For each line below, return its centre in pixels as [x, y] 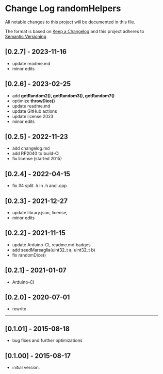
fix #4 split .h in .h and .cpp [39, 186]
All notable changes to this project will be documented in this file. [70, 22]
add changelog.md [31, 148]
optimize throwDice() [33, 101]
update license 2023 [33, 116]
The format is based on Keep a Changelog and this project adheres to [75, 31]
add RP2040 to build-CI [36, 153]
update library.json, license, [40, 212]
